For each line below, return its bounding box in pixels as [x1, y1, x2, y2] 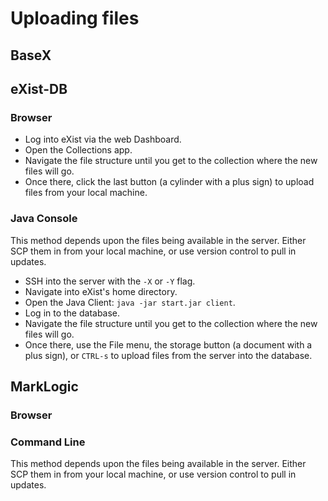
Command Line [10, 435, 86, 449]
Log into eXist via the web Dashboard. [24, 133, 182, 146]
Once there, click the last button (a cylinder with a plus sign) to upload [24, 176, 315, 188]
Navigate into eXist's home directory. [24, 285, 178, 297]
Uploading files [10, 7, 140, 30]
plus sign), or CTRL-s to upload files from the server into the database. [24, 349, 313, 361]
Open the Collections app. [24, 144, 133, 156]
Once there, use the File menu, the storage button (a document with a [24, 338, 313, 351]
